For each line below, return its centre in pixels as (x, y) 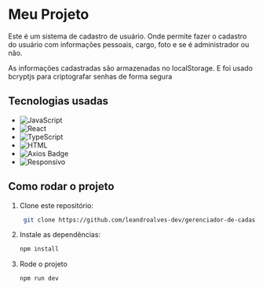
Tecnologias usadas (58, 101)
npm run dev (39, 279)
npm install (39, 249)
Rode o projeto (44, 264)
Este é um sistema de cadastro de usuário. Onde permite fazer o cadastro (128, 36)
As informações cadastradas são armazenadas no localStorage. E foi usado (131, 68)
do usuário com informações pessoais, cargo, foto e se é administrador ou (129, 44)
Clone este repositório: (57, 205)
